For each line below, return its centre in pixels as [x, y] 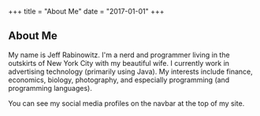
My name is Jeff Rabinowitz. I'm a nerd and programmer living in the [119, 55]
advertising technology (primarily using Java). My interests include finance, [131, 71]
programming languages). [50, 88]
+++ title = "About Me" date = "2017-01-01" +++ [86, 11]
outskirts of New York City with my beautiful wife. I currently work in [119, 63]
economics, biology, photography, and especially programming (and [119, 80]
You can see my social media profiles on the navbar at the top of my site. [126, 103]
